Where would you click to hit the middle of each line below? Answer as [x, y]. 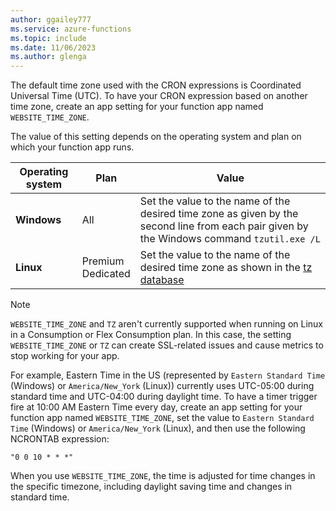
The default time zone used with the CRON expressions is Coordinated [156, 85]
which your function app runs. [72, 147]
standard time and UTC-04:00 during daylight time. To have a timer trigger [164, 397]
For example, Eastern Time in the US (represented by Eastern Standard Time [168, 375]
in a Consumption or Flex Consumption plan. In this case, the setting [151, 335]
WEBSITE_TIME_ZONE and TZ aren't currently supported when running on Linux [166, 324]
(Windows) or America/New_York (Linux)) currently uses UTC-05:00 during [162, 386]
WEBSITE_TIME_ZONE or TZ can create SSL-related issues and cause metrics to [167, 345]
